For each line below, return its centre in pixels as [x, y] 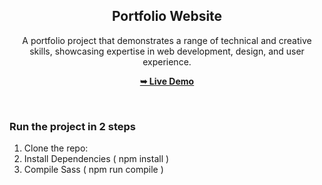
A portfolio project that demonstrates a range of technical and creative [167, 40]
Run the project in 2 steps [72, 126]
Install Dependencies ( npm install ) [96, 159]
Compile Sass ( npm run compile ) [93, 170]
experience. [167, 61]
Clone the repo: [56, 148]
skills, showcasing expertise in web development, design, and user [167, 51]
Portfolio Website [167, 16]
